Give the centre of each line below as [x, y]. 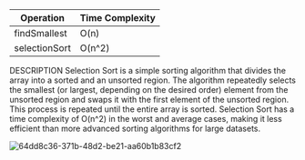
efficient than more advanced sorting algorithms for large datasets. [135, 128]
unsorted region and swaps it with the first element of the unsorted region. [149, 100]
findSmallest [41, 33]
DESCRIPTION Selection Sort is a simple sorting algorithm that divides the [148, 70]
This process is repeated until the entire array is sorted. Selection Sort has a [152, 109]
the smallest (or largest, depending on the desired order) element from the [149, 90]
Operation [43, 18]
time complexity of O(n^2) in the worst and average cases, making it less [146, 119]
